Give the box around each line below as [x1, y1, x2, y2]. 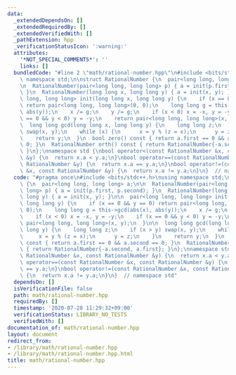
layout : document [7, 331, 58, 338]
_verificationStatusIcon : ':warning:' [13, 43, 128, 50]
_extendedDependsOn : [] [13, 17, 83, 24]
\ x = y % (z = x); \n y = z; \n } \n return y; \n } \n [20, 233, 225, 240]
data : [7, 10, 23, 18]
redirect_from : [7, 337, 52, 345]
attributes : [13, 50, 49, 57]
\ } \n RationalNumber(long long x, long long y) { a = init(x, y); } [20, 89, 231, 96]
